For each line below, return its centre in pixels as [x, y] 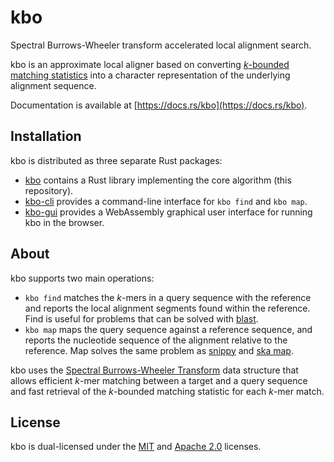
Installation [46, 136]
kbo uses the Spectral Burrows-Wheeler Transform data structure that [154, 370]
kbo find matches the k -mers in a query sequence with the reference [168, 297]
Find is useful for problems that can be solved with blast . [141, 318]
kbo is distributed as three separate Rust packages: [116, 160]
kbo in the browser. [64, 222]
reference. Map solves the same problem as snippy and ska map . [159, 350]
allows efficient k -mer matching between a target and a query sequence [159, 380]
